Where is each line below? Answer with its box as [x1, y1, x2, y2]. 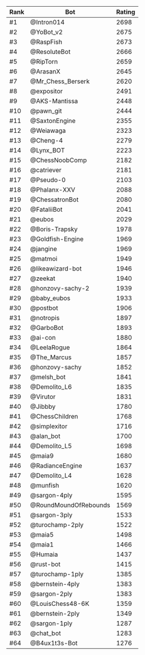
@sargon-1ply [30, 619, 73, 627]
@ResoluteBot [30, 48, 71, 56]
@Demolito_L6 [30, 383, 72, 391]
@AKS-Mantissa [30, 97, 78, 105]
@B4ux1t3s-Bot [30, 639, 78, 647]
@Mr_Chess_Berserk [30, 77, 90, 86]
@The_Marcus [30, 353, 72, 361]
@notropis [30, 314, 60, 322]
